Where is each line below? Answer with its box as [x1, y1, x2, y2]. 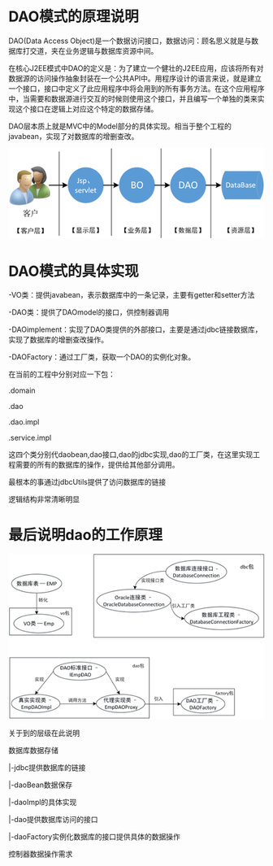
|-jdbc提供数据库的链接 [8, 762, 86, 772]
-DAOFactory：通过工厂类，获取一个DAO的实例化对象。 [8, 352, 196, 362]
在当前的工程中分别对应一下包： [8, 369, 115, 379]
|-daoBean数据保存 [8, 780, 73, 790]
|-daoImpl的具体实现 [8, 797, 77, 807]
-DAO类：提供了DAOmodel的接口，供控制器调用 [8, 307, 170, 317]
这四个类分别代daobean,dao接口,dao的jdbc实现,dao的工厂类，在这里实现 [8, 450, 253, 459]
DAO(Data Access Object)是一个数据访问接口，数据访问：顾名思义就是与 [8, 36, 252, 46]
